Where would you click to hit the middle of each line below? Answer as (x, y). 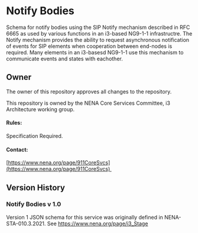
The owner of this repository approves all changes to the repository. (89, 91)
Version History (35, 187)
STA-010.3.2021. (26, 224)
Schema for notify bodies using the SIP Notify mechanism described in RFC (98, 27)
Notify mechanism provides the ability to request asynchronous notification (98, 40)
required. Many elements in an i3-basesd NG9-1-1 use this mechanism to (95, 52)
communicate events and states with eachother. (64, 59)
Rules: (14, 123)
